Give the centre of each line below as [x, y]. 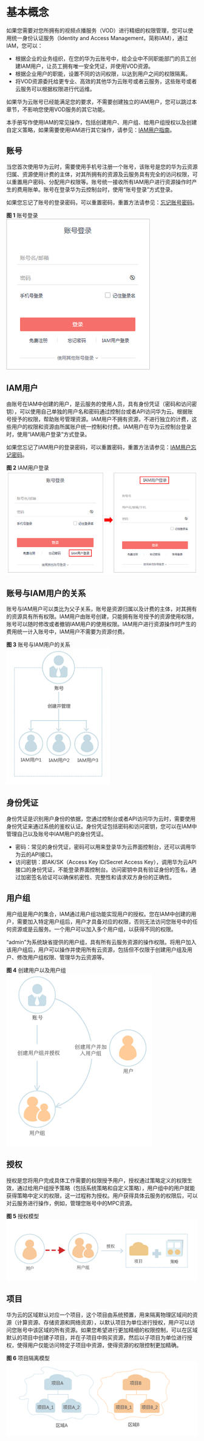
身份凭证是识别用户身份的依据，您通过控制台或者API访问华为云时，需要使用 [101, 819]
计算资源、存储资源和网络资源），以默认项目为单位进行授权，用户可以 [103, 1322]
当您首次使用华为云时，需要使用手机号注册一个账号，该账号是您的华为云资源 [102, 166]
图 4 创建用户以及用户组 [36, 970]
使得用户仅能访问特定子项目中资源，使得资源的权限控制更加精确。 [99, 1345]
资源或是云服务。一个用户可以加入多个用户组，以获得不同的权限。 [94, 929]
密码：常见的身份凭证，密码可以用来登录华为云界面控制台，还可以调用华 [105, 847]
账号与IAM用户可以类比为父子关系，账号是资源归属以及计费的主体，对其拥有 [102, 609]
